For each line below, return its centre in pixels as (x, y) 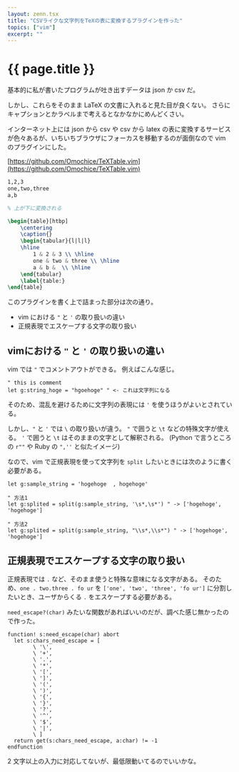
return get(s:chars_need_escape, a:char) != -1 (86, 741)
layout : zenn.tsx (33, 14)
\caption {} (36, 234)
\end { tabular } (41, 274)
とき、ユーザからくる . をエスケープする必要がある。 (98, 596)
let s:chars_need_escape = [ (57, 641)
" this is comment (35, 383)
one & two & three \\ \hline (76, 261)
